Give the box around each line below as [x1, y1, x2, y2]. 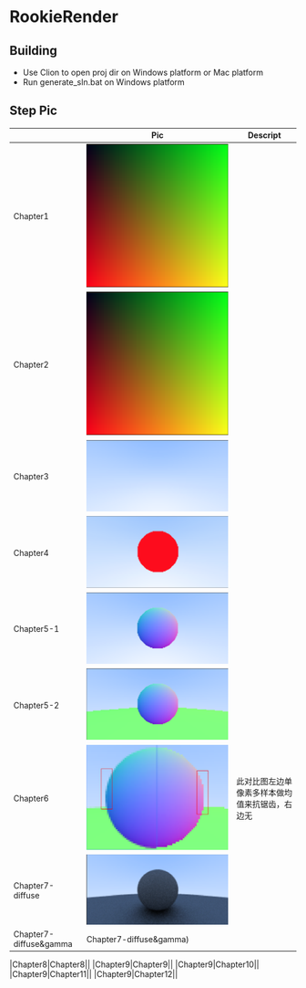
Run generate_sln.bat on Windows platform [22, 77, 185, 88]
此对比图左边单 [236, 776, 293, 787]
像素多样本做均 [236, 787, 293, 798]
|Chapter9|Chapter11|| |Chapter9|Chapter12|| [9, 968, 178, 979]
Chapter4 [13, 547, 49, 558]
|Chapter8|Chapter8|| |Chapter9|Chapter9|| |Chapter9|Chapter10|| [9, 959, 260, 970]
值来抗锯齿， [236, 799, 285, 810]
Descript [247, 130, 281, 141]
